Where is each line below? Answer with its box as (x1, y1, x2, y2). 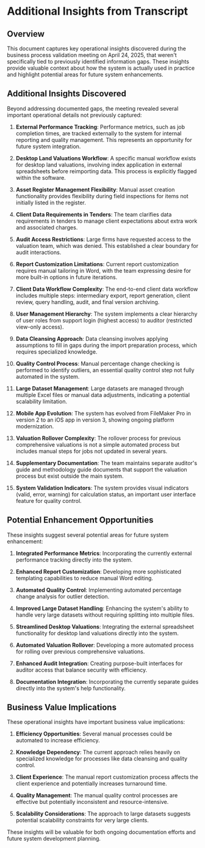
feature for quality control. (15, 497, 82, 504)
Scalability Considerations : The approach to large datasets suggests (15, 810, 191, 817)
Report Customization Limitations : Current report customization (15, 260, 179, 267)
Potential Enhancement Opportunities (7, 515, 154, 526)
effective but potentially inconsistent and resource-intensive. (15, 798, 169, 806)
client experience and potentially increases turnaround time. (15, 780, 167, 787)
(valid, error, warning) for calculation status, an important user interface (15, 491, 196, 498)
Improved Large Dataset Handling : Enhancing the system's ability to (15, 604, 189, 612)
